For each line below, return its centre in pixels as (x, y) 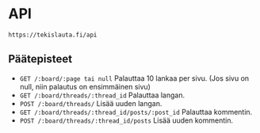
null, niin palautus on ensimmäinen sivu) (85, 86)
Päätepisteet (40, 59)
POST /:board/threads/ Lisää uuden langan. (91, 103)
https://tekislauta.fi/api (53, 35)
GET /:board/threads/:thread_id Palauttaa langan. (102, 95)
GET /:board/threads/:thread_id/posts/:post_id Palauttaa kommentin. (136, 112)
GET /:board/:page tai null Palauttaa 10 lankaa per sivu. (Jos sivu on (134, 78)
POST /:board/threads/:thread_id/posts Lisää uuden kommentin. (126, 120)
